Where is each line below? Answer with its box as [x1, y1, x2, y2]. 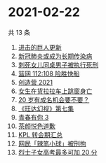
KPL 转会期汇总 [18, 130, 62, 139]
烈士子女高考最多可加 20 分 [18, 148, 98, 156]
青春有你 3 [18, 113, 49, 121]
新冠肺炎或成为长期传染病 [18, 52, 93, 60]
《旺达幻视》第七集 [18, 104, 74, 113]
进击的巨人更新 [18, 43, 62, 51]
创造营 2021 [18, 78, 53, 86]
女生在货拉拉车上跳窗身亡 [18, 87, 93, 95]
